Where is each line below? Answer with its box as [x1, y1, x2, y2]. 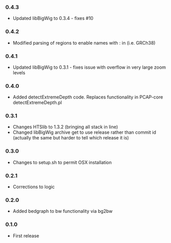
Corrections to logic [12, 184, 55, 190]
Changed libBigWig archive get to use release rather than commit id [12, 129, 157, 135]
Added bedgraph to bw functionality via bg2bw [12, 208, 113, 214]
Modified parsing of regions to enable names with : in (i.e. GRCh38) [12, 39, 156, 46]
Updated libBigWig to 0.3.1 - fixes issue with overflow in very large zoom [12, 64, 166, 70]
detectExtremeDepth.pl [12, 99, 62, 106]
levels [12, 69, 26, 75]
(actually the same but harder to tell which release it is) [12, 135, 129, 141]
